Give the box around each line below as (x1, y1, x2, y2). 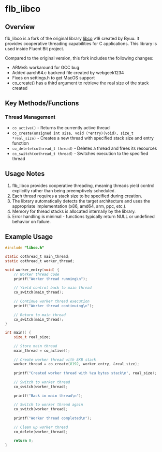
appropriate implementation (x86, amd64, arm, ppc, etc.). (12, 203, 127, 209)
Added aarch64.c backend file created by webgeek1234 (12, 70, 124, 76)
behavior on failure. (12, 218, 51, 224)
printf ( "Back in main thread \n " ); (14, 393, 83, 398)
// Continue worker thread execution (14, 299, 90, 304)
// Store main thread (14, 343, 57, 348)
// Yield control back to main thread (14, 285, 92, 290)
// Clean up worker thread (14, 425, 68, 430)
